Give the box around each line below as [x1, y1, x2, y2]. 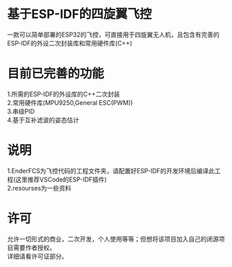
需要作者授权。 [12, 243, 56, 252]
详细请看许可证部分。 [7, 252, 68, 260]
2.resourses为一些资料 [7, 184, 72, 192]
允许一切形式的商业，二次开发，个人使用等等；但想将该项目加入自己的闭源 [7, 235, 219, 243]
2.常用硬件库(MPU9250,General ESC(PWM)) [7, 98, 133, 107]
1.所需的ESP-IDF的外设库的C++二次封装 [7, 90, 120, 98]
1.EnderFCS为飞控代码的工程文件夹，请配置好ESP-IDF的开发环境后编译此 [7, 166, 215, 175]
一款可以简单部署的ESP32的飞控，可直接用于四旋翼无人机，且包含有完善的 [7, 30, 220, 39]
